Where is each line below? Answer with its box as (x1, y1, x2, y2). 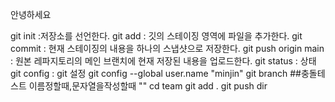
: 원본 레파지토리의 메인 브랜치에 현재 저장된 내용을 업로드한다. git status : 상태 (10, 55, 317, 67)
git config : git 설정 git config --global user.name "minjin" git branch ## (10, 68, 302, 79)
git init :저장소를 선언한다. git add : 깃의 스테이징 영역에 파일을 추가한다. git (10, 30, 303, 42)
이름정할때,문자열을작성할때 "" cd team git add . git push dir (28, 80, 268, 92)
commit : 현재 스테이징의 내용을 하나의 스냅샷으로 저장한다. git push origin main (10, 43, 325, 54)
